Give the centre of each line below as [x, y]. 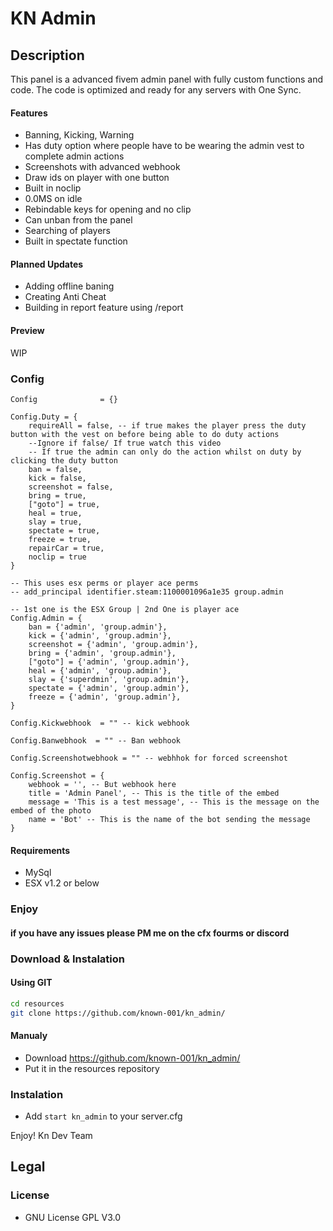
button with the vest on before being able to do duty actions [145, 434]
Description [47, 55]
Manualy [29, 1036]
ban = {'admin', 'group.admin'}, [98, 627]
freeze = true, [60, 539]
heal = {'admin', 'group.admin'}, [100, 670]
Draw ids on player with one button [97, 178]
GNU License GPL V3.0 [73, 1217]
